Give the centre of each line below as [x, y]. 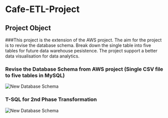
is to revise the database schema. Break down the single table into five [78, 45]
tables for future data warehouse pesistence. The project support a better [81, 51]
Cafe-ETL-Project [43, 9]
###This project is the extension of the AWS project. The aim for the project [83, 40]
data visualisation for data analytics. [42, 56]
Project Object [28, 28]
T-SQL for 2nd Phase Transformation [51, 99]
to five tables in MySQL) [35, 75]
